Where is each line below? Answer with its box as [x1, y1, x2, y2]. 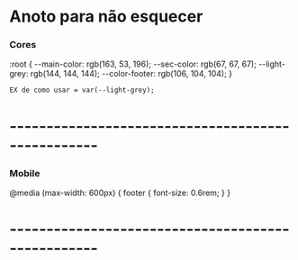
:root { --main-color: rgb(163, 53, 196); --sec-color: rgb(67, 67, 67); [9, 58, 257, 69]
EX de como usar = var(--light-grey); [9, 85, 155, 95]
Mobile [9, 166, 41, 179]
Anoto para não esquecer [9, 6, 203, 27]
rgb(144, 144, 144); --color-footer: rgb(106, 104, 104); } [30, 68, 232, 79]
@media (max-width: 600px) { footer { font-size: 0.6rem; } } [9, 187, 231, 198]
